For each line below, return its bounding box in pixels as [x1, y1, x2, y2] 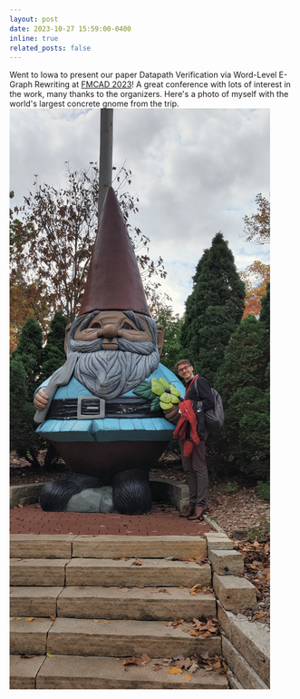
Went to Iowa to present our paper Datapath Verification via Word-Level [9, 69, 277, 81]
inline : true [9, 34, 59, 43]
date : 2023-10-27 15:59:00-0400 [9, 24, 131, 34]
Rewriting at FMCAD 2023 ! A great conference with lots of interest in [34, 79, 292, 90]
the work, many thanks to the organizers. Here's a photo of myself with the [9, 89, 289, 100]
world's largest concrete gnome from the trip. [9, 98, 179, 109]
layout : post [9, 15, 59, 24]
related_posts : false [9, 44, 92, 53]
